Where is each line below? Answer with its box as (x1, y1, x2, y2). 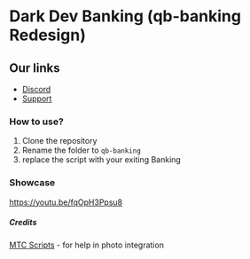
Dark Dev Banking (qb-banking (9, 6, 242, 27)
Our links (9, 60, 60, 75)
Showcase (9, 177, 56, 189)
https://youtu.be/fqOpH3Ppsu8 (9, 197, 122, 208)
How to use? (9, 115, 64, 128)
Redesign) (9, 25, 87, 45)
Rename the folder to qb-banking (21, 145, 142, 156)
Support (21, 93, 52, 104)
